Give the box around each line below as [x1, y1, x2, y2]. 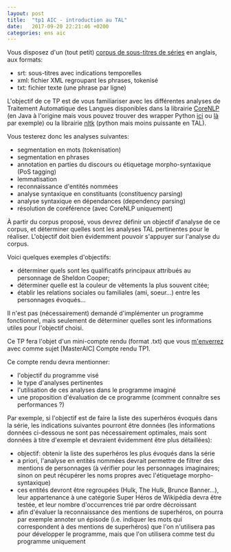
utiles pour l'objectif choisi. [7, 324, 84, 332]
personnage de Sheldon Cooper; [16, 274, 110, 282]
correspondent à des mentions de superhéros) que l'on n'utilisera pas [16, 522, 215, 531]
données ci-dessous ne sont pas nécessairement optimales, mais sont [7, 428, 207, 437]
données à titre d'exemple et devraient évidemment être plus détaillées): [7, 436, 212, 444]
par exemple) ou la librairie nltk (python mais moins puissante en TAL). [7, 119, 207, 128]
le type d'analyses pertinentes [16, 379, 103, 387]
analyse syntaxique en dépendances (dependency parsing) [16, 197, 186, 206]
